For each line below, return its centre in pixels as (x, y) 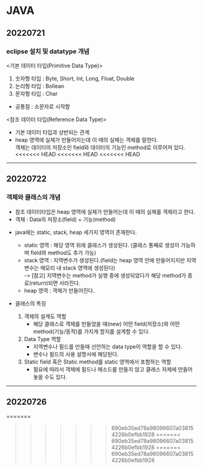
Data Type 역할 (43, 339)
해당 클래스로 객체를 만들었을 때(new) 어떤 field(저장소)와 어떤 (106, 324)
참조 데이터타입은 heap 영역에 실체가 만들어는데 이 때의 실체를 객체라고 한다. (105, 211)
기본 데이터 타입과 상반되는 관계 (52, 132)
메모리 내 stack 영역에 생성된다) (78, 268)
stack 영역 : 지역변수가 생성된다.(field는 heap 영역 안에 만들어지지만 (105, 260)
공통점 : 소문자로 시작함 (43, 106)
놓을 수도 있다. (50, 377)
